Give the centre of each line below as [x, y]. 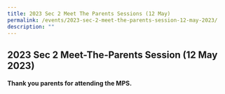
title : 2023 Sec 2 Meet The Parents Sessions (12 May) [89, 14]
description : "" [31, 26]
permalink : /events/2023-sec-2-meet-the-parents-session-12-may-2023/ [112, 20]
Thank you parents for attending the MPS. [69, 84]
